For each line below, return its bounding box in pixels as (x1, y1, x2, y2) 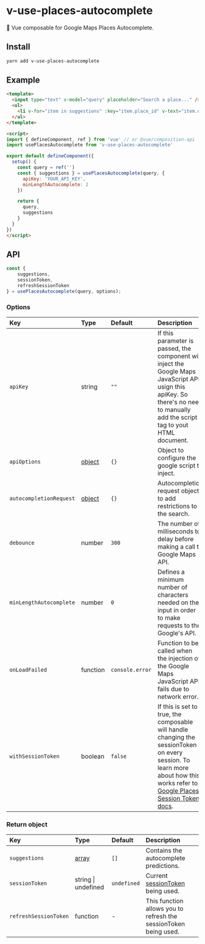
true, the (157, 710, 182, 719)
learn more (157, 763, 189, 772)
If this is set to (157, 702, 198, 711)
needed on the (157, 598, 200, 607)
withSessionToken (9, 753, 60, 760)
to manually (157, 405, 191, 414)
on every (157, 748, 183, 757)
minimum (157, 575, 184, 584)
